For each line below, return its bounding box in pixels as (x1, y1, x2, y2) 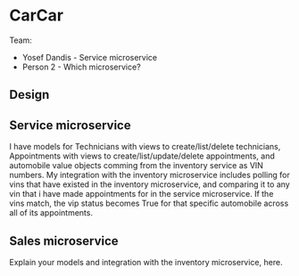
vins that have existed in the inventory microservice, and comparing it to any (9, 179, 290, 190)
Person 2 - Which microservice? (21, 61, 141, 72)
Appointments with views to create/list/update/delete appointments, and (9, 150, 275, 161)
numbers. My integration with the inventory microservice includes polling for (9, 170, 290, 181)
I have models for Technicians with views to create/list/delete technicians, (9, 142, 281, 152)
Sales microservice (9, 233, 119, 248)
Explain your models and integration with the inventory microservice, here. (9, 256, 283, 267)
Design (9, 87, 50, 102)
